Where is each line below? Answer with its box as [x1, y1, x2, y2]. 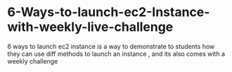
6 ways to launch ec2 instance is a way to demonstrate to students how [7, 42, 215, 50]
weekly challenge [7, 57, 58, 65]
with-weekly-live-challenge [7, 19, 174, 35]
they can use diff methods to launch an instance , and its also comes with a [7, 50, 226, 58]
